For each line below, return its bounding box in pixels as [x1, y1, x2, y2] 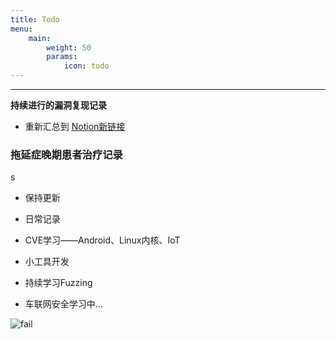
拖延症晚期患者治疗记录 [10, 147, 123, 161]
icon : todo [63, 61, 110, 71]
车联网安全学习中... [24, 298, 103, 310]
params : [46, 52, 78, 62]
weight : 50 [46, 42, 92, 53]
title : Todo [10, 14, 60, 25]
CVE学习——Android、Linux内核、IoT [24, 234, 181, 246]
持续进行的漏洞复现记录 [10, 99, 107, 111]
